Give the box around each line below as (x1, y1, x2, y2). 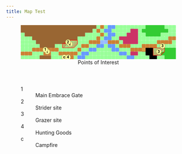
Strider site (35, 104, 62, 111)
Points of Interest (77, 59, 119, 66)
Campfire (35, 141, 58, 148)
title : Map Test (6, 8, 46, 15)
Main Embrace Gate (35, 91, 83, 98)
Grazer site (35, 117, 62, 124)
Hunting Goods (35, 129, 72, 136)
